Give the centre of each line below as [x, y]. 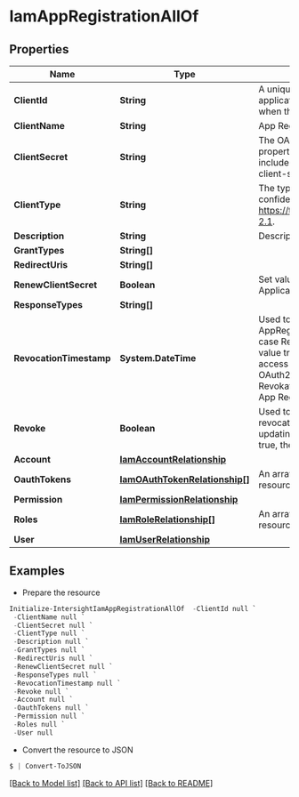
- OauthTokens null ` [51, 708]
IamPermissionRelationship [179, 499]
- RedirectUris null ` [53, 659]
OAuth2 [275, 375]
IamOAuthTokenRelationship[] [185, 479]
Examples [37, 571]
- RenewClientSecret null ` [63, 666]
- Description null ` [51, 642]
